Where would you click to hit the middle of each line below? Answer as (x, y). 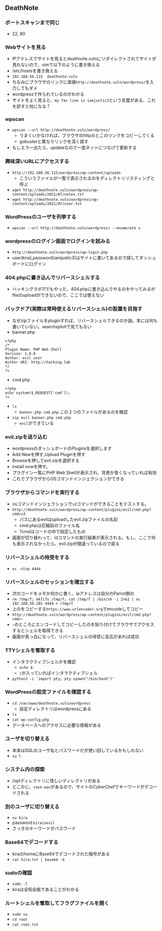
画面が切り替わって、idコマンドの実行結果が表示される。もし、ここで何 (84, 538)
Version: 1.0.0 (20, 354)
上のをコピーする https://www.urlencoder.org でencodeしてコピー (78, 609)
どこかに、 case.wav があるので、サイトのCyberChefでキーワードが (78, 787)
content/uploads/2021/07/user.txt (47, 203)
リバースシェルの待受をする (37, 558)
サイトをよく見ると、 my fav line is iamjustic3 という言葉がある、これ (84, 100)
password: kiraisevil (33, 823)
